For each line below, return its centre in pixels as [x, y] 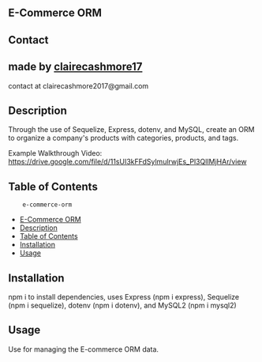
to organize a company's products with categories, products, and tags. [124, 138]
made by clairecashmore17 [75, 67]
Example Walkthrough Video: [55, 153]
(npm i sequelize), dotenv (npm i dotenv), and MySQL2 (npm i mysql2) [122, 305]
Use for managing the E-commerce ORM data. [84, 349]
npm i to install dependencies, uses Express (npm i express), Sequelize [124, 297]
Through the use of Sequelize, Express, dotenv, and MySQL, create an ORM [131, 130]
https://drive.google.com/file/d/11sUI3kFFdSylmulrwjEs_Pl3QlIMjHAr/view [127, 162]
